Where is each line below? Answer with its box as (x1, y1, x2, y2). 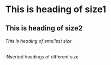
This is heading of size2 (5, 24, 83, 32)
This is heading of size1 (5, 4, 106, 15)
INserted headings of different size (5, 53, 79, 59)
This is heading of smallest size (5, 38, 72, 44)
